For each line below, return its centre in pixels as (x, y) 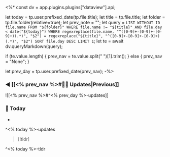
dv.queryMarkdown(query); (34, 46)
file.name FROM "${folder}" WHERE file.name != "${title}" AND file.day (84, 27)
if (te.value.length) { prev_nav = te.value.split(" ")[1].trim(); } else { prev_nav (84, 56)
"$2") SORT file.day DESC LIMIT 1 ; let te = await (72, 41)
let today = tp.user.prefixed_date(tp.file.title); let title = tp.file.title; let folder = (85, 17)
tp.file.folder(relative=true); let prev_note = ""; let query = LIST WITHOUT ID (83, 22)
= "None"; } (17, 62)
